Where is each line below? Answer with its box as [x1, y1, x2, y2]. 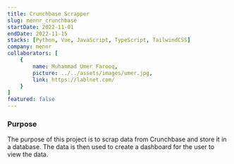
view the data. [7, 150, 49, 159]
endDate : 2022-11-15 [7, 30, 68, 37]
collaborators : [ [7, 50, 58, 57]
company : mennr [7, 43, 52, 50]
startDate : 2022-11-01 [7, 23, 74, 30]
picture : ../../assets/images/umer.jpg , [32, 69, 153, 76]
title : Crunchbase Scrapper [7, 10, 90, 18]
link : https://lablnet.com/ [32, 76, 115, 83]
